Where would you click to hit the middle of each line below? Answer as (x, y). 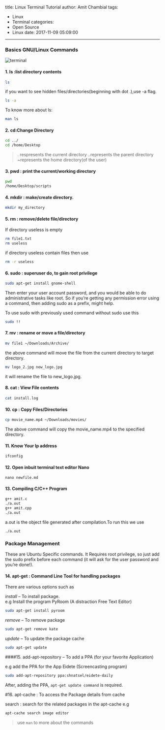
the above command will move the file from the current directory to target (79, 353)
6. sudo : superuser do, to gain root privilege (51, 273)
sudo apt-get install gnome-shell (41, 283)
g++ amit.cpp (18, 508)
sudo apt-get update (26, 648)
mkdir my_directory (25, 208)
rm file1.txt (18, 239)
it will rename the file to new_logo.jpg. (43, 376)
